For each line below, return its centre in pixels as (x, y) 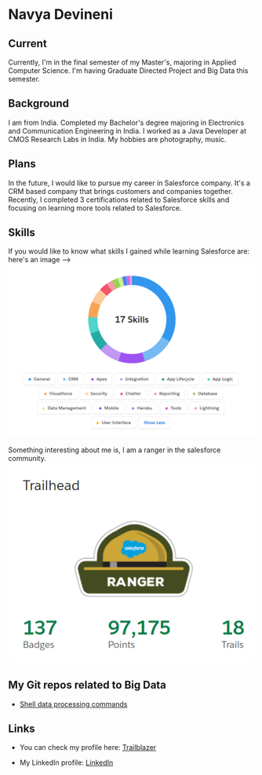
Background (38, 104)
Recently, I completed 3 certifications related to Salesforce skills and (119, 199)
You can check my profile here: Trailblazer (88, 748)
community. (27, 459)
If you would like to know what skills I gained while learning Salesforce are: (129, 251)
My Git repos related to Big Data (87, 685)
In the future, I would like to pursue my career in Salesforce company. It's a (129, 183)
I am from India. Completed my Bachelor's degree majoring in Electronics (126, 122)
